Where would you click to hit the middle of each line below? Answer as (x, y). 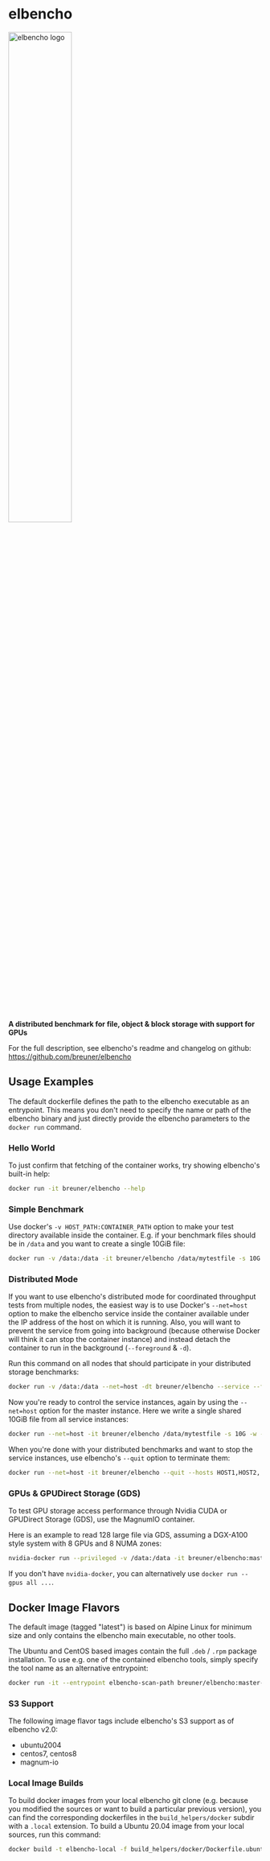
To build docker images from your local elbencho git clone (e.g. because (129, 1801)
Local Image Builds (46, 1783)
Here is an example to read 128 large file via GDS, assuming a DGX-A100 (128, 1535)
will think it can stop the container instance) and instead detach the (119, 1340)
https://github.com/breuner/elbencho (70, 1056)
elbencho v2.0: (33, 1730)
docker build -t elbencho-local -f (68, 1850)
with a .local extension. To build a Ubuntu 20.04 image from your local (127, 1826)
